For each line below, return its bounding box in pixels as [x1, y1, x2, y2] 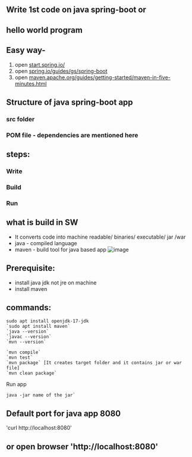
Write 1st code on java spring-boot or [6, 5, 147, 15]
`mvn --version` [6, 339, 46, 345]
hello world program [6, 25, 83, 35]
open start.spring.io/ [14, 61, 65, 68]
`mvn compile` [6, 349, 42, 356]
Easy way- [6, 45, 46, 55]
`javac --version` [6, 334, 52, 340]
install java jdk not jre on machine [14, 279, 97, 286]
